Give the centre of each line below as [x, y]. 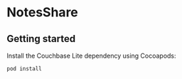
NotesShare [43, 12]
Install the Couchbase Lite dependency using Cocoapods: [91, 56]
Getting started [41, 39]
